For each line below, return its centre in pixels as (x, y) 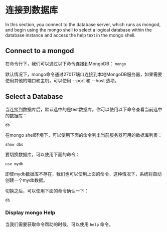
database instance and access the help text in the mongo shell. (70, 35)
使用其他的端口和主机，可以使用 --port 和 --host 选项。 (62, 80)
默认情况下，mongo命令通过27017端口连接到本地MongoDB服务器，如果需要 (84, 74)
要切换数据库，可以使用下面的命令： (43, 154)
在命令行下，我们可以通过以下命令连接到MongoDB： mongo (66, 64)
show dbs (14, 144)
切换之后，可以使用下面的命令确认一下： (47, 190)
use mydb (14, 164)
